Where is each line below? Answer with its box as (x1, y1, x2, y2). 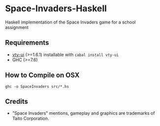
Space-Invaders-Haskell (5, 3, 107, 14)
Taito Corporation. (12, 116, 49, 122)
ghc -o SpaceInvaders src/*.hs (5, 84, 69, 89)
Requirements (5, 39, 49, 47)
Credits (5, 97, 28, 105)
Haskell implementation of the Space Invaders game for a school (5, 19, 136, 25)
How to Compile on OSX (5, 71, 80, 79)
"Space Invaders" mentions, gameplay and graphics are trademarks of (12, 110, 155, 116)
